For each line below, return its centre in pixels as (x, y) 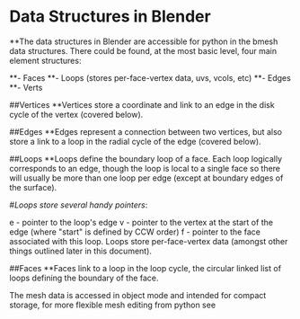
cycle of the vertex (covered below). (76, 114)
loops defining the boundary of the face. (84, 278)
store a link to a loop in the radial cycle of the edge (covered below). (136, 141)
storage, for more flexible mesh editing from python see (113, 305)
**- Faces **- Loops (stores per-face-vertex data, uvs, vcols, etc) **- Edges (150, 77)
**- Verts (26, 87)
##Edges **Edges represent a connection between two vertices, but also (146, 131)
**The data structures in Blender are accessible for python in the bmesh (144, 41)
